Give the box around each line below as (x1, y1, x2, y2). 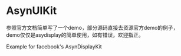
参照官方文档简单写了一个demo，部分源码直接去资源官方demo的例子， (6, 24, 179, 31)
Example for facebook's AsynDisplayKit (6, 43, 102, 50)
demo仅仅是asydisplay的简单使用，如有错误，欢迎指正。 (6, 31, 144, 38)
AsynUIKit (6, 4, 57, 17)
